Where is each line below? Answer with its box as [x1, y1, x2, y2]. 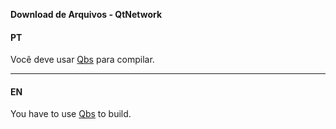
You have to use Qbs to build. [10, 108, 132, 120]
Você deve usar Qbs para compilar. [10, 54, 155, 66]
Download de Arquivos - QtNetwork [10, 9, 163, 20]
